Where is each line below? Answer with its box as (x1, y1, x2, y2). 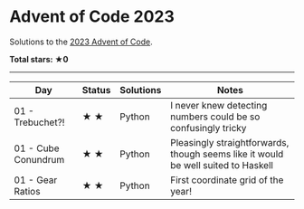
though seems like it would (170, 147, 284, 160)
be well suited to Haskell (170, 158, 274, 171)
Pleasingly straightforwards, (170, 136, 290, 148)
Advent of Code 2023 (9, 6, 175, 27)
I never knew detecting (170, 99, 268, 111)
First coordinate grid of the (170, 174, 284, 186)
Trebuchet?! (14, 116, 65, 128)
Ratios (14, 185, 41, 197)
